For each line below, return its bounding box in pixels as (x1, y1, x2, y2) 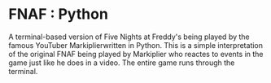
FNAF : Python (8, 5, 108, 24)
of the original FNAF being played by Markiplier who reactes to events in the (8, 49, 264, 59)
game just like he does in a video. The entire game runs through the (8, 58, 235, 68)
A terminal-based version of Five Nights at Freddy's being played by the (8, 32, 250, 41)
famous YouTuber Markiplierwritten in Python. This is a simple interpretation (8, 40, 263, 50)
